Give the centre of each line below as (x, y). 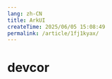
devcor (29, 68)
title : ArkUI (26, 20)
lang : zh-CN (25, 14)
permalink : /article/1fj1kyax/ (53, 33)
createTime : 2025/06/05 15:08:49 (56, 27)
